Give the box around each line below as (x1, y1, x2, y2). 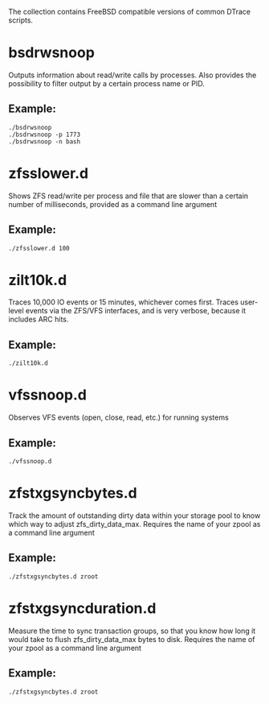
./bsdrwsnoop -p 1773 (8, 130, 81, 139)
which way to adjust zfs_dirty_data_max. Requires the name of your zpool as (8, 519, 261, 528)
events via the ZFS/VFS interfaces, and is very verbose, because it (25, 306, 247, 316)
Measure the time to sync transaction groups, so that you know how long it (8, 626, 256, 636)
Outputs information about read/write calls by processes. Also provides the (8, 70, 257, 80)
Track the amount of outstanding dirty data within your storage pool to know (8, 511, 261, 520)
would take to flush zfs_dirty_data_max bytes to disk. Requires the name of (8, 634, 255, 644)
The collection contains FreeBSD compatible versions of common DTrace (8, 7, 251, 16)
